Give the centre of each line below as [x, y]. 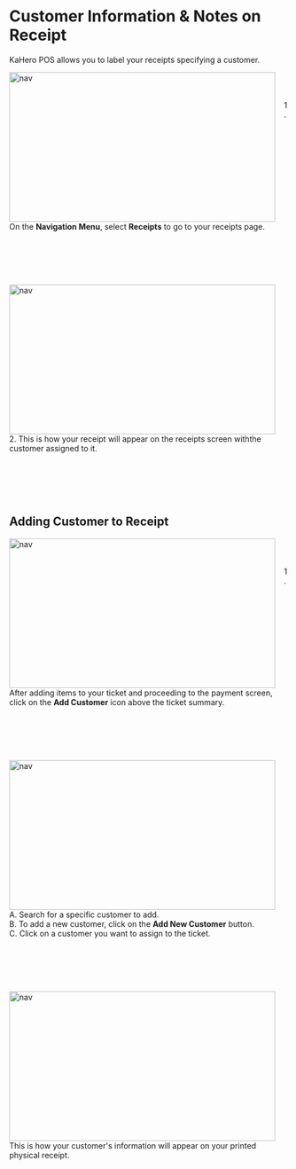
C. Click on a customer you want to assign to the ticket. [110, 933]
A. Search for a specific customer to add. [84, 914]
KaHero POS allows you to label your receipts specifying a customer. [135, 59]
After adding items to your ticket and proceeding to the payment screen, [141, 693]
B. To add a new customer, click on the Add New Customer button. [132, 923]
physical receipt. [39, 1155]
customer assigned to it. [53, 448]
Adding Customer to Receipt [89, 522]
